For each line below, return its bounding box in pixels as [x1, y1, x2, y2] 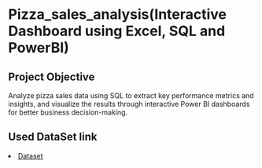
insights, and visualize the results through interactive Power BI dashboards [8, 100, 250, 108]
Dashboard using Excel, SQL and [8, 22, 226, 40]
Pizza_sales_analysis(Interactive [8, 5, 227, 24]
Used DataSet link [8, 130, 98, 144]
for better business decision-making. [8, 108, 128, 117]
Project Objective [8, 70, 95, 83]
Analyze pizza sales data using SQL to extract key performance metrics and [8, 91, 254, 100]
